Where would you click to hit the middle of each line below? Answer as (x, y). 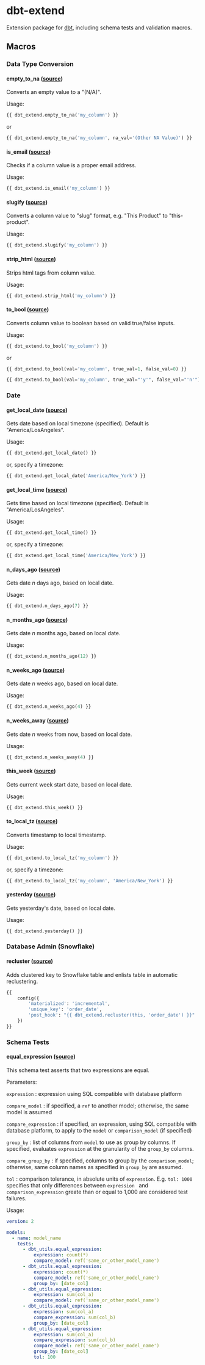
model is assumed (29, 1112)
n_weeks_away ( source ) (38, 720)
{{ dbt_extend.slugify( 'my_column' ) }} (57, 245)
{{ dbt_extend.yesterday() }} (45, 931)
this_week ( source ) (31, 771)
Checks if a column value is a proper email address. (71, 165)
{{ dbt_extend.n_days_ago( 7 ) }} (47, 606)
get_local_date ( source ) (37, 410)
